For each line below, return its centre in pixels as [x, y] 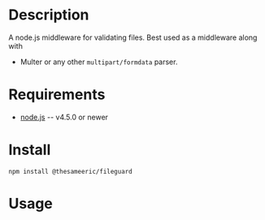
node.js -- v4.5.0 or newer [64, 117]
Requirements [57, 95]
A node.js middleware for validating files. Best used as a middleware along [133, 37]
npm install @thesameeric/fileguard [70, 171]
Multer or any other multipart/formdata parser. [99, 62]
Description [49, 15]
